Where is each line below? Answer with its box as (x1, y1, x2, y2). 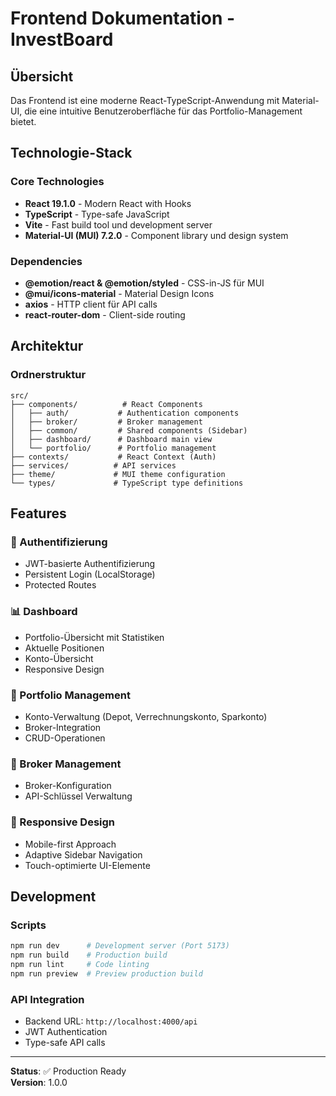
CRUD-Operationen (24, 732, 106, 744)
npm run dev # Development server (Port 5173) (10, 941, 230, 951)
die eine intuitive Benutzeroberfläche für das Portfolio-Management (24, 105, 303, 117)
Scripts (10, 918, 47, 932)
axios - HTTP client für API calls (24, 298, 158, 310)
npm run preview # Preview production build (10, 968, 203, 979)
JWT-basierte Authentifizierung (24, 558, 156, 570)
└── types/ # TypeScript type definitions (10, 478, 244, 488)
